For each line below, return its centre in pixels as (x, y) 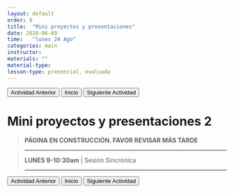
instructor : (24, 53)
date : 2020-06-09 (32, 33)
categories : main (32, 46)
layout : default (31, 14)
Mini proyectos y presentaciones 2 (110, 121)
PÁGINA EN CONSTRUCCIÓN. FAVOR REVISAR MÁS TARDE (111, 140)
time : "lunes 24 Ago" (42, 40)
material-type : (29, 65)
